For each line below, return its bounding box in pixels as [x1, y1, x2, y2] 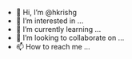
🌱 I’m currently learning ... [15, 25, 102, 33]
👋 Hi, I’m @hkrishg [15, 8, 78, 17]
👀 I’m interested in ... [15, 16, 84, 26]
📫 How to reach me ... [15, 42, 90, 51]
